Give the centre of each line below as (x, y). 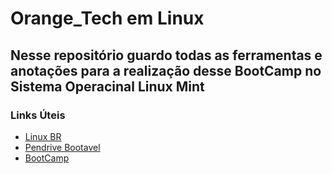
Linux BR (43, 136)
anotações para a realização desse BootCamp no (166, 70)
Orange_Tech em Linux (107, 18)
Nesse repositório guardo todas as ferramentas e (166, 55)
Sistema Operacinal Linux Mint (107, 86)
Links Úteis (38, 115)
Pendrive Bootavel (62, 147)
